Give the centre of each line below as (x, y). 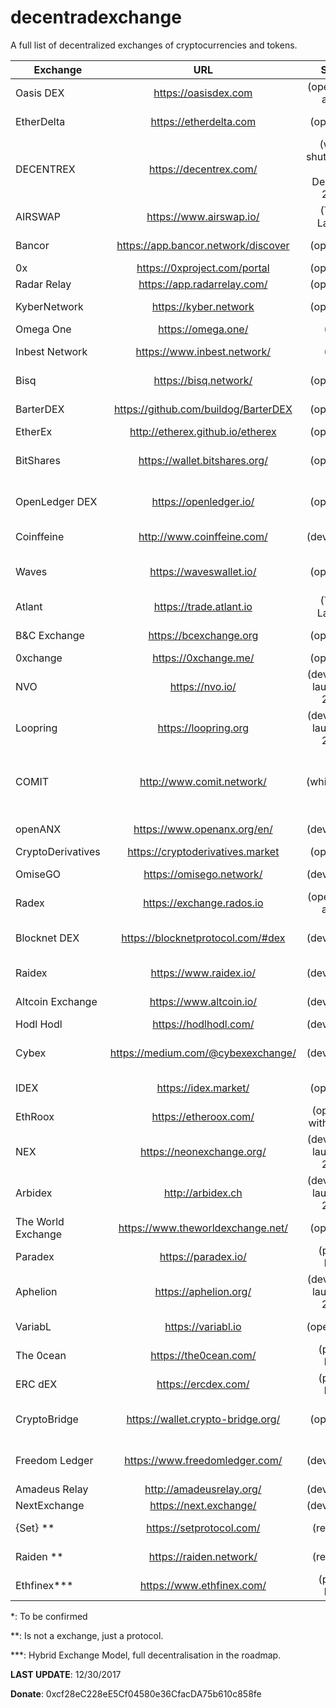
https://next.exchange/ (203, 1505)
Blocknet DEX (47, 938)
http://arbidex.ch (203, 1193)
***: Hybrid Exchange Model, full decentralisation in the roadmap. (146, 1655)
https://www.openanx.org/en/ (203, 829)
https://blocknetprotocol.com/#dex (203, 938)
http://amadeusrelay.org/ (203, 1489)
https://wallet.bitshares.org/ (203, 460)
